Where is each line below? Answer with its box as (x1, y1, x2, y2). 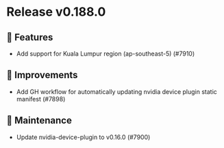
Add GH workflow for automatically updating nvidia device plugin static (16, 87, 217, 96)
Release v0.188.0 (6, 4, 106, 20)
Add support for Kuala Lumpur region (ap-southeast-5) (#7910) (16, 49, 195, 58)
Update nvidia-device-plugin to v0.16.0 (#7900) (16, 133, 151, 141)
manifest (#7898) (16, 95, 66, 103)
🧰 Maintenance (6, 114, 73, 127)
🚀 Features (6, 32, 53, 43)
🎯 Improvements (6, 69, 78, 81)
